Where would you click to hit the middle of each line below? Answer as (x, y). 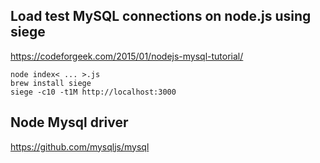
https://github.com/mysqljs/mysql (80, 146)
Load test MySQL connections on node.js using (161, 16)
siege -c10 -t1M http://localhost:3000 (93, 92)
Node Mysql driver (69, 122)
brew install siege (51, 83)
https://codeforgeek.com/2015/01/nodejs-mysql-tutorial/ (127, 56)
